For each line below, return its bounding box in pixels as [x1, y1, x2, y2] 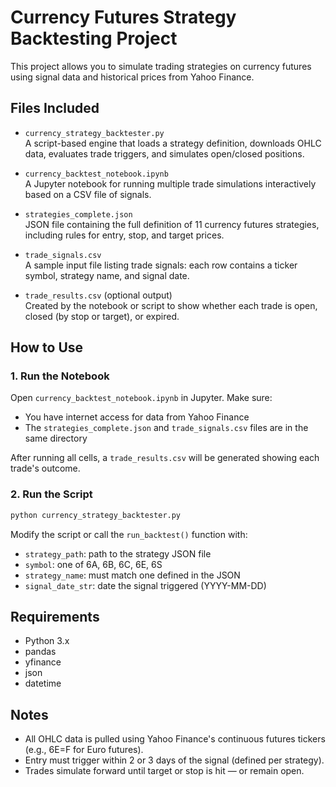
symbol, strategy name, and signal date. [24, 269, 190, 281]
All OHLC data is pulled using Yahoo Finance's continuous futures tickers [24, 733, 326, 745]
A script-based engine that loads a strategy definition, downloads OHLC [24, 137, 322, 149]
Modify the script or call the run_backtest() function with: [10, 528, 248, 540]
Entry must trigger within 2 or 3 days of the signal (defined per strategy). [24, 754, 325, 766]
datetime [24, 677, 62, 690]
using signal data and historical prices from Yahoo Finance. [10, 71, 255, 83]
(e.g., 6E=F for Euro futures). [24, 744, 144, 756]
